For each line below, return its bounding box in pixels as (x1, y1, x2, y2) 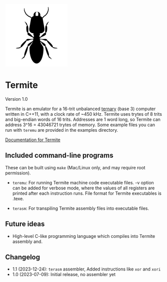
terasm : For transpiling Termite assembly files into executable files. (12, 205, 150, 211)
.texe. (12, 195, 24, 201)
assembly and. (12, 238, 43, 244)
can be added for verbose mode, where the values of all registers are (12, 185, 155, 191)
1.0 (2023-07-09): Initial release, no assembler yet (12, 271, 116, 277)
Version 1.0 (5, 96, 28, 102)
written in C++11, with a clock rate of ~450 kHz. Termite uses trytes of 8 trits (5, 111, 162, 117)
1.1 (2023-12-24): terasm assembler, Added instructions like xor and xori (12, 266, 161, 272)
